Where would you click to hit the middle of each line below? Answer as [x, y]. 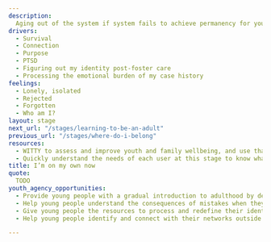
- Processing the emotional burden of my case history [110, 76]
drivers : [23, 31]
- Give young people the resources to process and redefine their [129, 211]
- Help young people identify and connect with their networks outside [139, 219]
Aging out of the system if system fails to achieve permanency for [133, 23]
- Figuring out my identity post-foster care [94, 69]
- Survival [34, 38]
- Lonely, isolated [48, 91]
